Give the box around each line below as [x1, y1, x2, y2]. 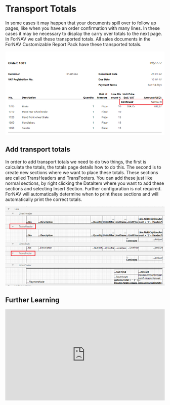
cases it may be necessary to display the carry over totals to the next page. [5, 30, 162, 36]
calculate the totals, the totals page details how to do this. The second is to [5, 164, 161, 170]
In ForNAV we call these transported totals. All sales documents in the [5, 36, 151, 42]
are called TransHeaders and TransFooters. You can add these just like [5, 175, 153, 181]
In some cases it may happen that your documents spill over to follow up [5, 20, 156, 26]
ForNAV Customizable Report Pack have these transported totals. [5, 41, 142, 47]
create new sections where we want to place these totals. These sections [5, 169, 158, 175]
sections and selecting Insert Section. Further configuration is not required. [5, 185, 162, 191]
